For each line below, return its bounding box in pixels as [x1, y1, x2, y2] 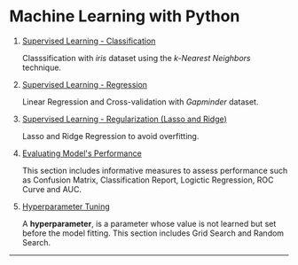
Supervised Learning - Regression [21, 79, 148, 90]
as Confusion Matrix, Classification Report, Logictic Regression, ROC [21, 175, 274, 185]
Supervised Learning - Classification [21, 35, 156, 46]
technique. [21, 62, 62, 73]
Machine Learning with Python [9, 6, 240, 27]
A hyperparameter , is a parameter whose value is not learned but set [21, 218, 277, 229]
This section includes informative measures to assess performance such [21, 165, 288, 175]
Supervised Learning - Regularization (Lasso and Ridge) [21, 113, 228, 124]
